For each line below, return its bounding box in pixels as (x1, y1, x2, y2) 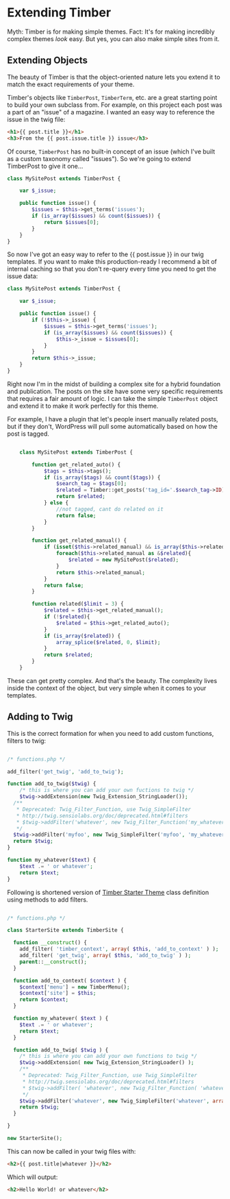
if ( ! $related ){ (43, 613, 90, 620)
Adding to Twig (7, 711, 73, 723)
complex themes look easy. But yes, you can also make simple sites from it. (7, 34, 220, 42)
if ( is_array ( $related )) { (43, 632, 121, 639)
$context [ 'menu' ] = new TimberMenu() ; (19, 983, 130, 991)
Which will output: (7, 1173, 58, 1181)
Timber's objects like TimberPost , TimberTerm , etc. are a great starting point (7, 93, 218, 101)
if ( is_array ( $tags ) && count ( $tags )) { (43, 474, 161, 481)
